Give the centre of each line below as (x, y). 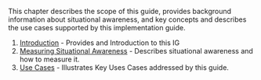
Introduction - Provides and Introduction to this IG (100, 43)
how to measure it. (49, 59)
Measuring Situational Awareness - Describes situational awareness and (136, 51)
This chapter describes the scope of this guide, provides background (120, 11)
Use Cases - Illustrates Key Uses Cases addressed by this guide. (124, 68)
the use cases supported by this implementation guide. (97, 28)
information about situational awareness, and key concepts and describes (127, 19)
